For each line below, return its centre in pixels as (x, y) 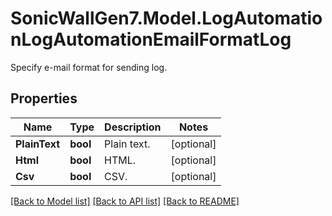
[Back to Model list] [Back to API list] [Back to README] (125, 201)
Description (133, 127)
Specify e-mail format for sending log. (89, 67)
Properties (44, 98)
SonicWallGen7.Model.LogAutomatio (166, 18)
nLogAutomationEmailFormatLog (151, 39)
